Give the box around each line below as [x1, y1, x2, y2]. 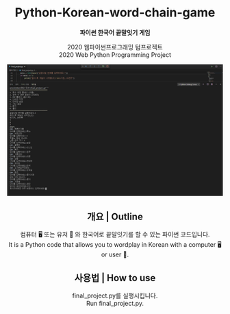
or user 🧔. [101, 250, 129, 258]
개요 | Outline [86, 210, 144, 222]
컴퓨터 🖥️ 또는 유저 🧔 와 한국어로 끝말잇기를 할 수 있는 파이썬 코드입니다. [20, 230, 210, 239]
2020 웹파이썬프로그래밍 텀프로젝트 [67, 43, 163, 51]
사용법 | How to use [74, 272, 156, 284]
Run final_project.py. [86, 300, 144, 308]
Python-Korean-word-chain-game [14, 5, 216, 21]
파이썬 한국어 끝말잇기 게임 [79, 28, 151, 36]
